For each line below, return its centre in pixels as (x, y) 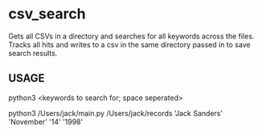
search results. (33, 53)
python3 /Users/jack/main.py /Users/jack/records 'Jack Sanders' (116, 113)
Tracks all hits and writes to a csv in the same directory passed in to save (129, 44)
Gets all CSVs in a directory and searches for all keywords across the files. (131, 36)
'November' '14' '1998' (46, 122)
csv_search (47, 14)
